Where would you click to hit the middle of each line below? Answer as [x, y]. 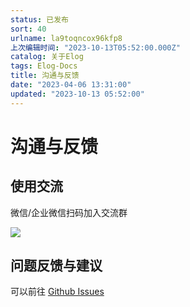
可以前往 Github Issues [57, 292]
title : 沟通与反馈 [45, 76]
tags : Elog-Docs [44, 66]
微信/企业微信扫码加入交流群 [69, 212]
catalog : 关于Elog [47, 57]
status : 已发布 [39, 19]
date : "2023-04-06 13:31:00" [71, 85]
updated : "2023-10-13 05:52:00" [77, 94]
